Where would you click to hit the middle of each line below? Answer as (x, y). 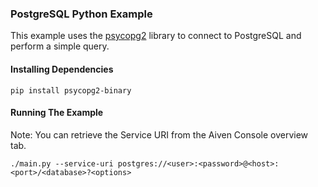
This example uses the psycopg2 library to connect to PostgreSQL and (156, 36)
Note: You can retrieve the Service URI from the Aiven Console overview (159, 134)
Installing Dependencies (62, 69)
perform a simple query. (60, 46)
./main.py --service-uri (62, 163)
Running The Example (57, 113)
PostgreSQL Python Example (81, 14)
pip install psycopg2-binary (71, 90)
